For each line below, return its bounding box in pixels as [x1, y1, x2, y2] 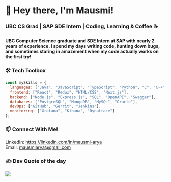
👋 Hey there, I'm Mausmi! [5, 5, 114, 16]
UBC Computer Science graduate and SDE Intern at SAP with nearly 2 [5, 38, 155, 44]
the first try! [5, 53, 32, 60]
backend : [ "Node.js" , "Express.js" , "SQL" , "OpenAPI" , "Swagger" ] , [10, 94, 156, 100]
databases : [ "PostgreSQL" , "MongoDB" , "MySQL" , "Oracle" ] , [10, 99, 138, 104]
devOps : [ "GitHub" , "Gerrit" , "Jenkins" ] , [10, 104, 101, 109]
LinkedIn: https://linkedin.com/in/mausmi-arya [5, 139, 102, 145]
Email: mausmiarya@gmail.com [5, 144, 71, 150]
